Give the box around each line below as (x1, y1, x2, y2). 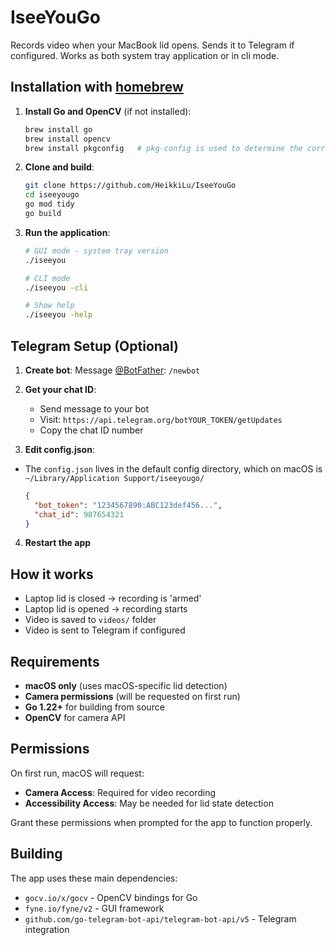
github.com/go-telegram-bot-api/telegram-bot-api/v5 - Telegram (24, 912, 297, 925)
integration (24, 923, 70, 935)
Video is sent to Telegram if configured (24, 624, 186, 636)
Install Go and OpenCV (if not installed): (24, 105, 192, 117)
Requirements (10, 653, 100, 670)
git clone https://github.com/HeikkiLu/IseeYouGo (24, 181, 237, 191)
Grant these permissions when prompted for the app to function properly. (10, 816, 313, 828)
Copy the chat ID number (39, 424, 144, 436)
